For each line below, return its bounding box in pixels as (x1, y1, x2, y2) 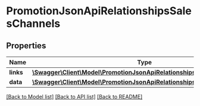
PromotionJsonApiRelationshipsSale (6, 4, 192, 18)
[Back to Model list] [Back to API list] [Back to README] (6, 93, 143, 100)
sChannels (6, 17, 61, 30)
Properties (6, 40, 46, 51)
